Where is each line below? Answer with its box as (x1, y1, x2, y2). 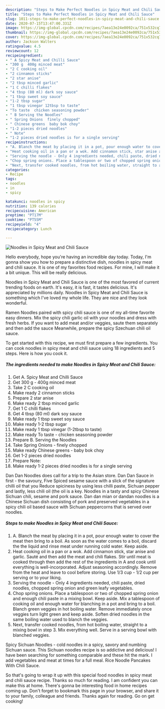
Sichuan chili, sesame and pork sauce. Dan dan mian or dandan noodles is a (5, 493, 160, 499)
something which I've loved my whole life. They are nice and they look (5, 295, 147, 301)
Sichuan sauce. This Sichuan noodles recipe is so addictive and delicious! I (5, 647, 157, 652)
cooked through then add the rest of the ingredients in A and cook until (12, 559, 156, 565)
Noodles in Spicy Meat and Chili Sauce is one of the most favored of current (5, 279, 159, 285)
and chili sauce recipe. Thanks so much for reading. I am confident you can (5, 677, 158, 683)
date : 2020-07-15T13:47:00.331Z (5, 21, 71, 26)
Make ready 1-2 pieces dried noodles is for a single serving (12, 463, 132, 469)
